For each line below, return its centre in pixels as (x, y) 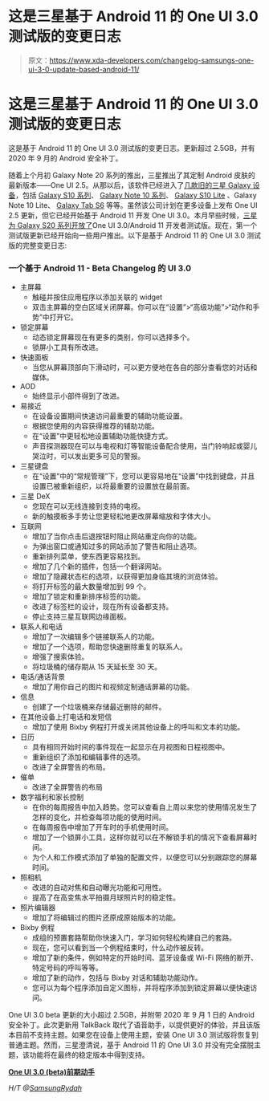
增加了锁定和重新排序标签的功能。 (88, 597)
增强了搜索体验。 (60, 657)
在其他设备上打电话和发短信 (66, 717)
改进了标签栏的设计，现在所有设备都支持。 (102, 607)
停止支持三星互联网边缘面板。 (81, 617)
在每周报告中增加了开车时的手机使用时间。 (102, 827)
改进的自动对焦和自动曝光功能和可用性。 (99, 888)
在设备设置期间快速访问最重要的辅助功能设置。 (109, 416)
